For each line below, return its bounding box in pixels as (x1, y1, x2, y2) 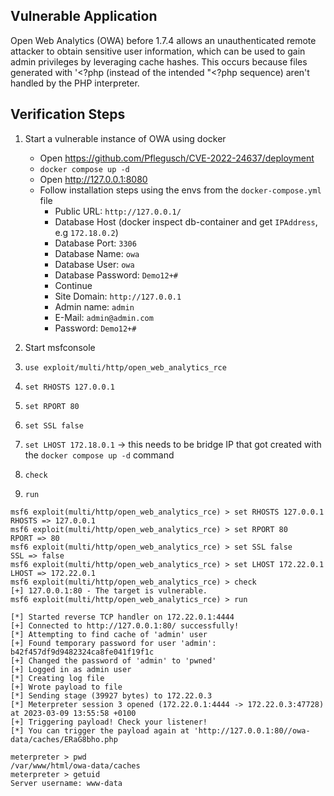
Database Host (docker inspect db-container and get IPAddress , (54, 215, 318, 228)
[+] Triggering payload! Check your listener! (10, 717, 208, 727)
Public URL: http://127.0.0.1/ (54, 205, 182, 217)
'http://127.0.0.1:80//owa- (193, 725, 311, 736)
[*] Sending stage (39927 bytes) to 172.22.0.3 (10, 690, 213, 701)
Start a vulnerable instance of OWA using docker (24, 132, 227, 144)
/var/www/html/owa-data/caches (10, 760, 141, 771)
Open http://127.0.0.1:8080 (39, 173, 148, 185)
